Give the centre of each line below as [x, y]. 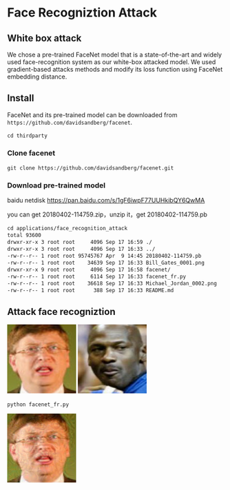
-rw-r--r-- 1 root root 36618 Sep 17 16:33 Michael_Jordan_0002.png [112, 284]
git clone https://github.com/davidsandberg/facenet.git [91, 168]
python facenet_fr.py [38, 405]
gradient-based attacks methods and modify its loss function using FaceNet [115, 69]
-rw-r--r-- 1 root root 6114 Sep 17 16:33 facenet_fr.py [97, 277]
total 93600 [24, 236]
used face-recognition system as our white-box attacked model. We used [112, 62]
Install [21, 98]
